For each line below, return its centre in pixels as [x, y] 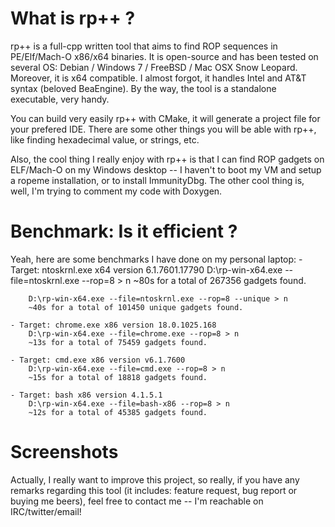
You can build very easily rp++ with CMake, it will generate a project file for [165, 118]
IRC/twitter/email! [46, 511]
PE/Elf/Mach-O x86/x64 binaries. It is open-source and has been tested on [164, 56]
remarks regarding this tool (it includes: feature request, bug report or [154, 490]
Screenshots [64, 452]
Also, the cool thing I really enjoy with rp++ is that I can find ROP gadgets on [167, 159]
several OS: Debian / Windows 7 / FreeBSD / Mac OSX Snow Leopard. [154, 67]
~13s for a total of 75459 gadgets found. [118, 342]
